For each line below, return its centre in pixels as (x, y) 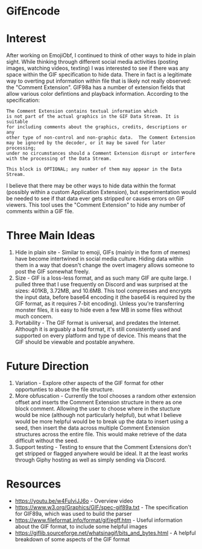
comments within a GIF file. (40, 212)
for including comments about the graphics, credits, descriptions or (97, 127)
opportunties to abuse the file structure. (65, 389)
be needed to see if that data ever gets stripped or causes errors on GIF (96, 199)
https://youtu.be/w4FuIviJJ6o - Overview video (74, 501)
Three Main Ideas (51, 236)
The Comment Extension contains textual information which (82, 111)
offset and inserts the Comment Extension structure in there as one (98, 402)
